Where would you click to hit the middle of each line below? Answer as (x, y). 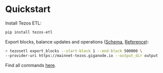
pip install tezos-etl (29, 32)
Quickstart (28, 9)
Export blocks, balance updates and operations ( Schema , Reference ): (77, 41)
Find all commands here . (31, 65)
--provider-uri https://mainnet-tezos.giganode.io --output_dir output (81, 55)
